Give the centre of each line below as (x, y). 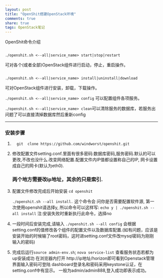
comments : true (20, 18)
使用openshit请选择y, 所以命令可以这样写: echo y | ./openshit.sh (82, 207)
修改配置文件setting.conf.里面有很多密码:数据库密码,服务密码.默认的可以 (84, 154)
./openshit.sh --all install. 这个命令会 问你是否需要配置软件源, (78, 201)
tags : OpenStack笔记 (25, 28)
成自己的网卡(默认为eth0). (38, 166)
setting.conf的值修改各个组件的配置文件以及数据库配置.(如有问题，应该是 (85, 230)
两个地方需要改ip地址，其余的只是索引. (57, 180)
